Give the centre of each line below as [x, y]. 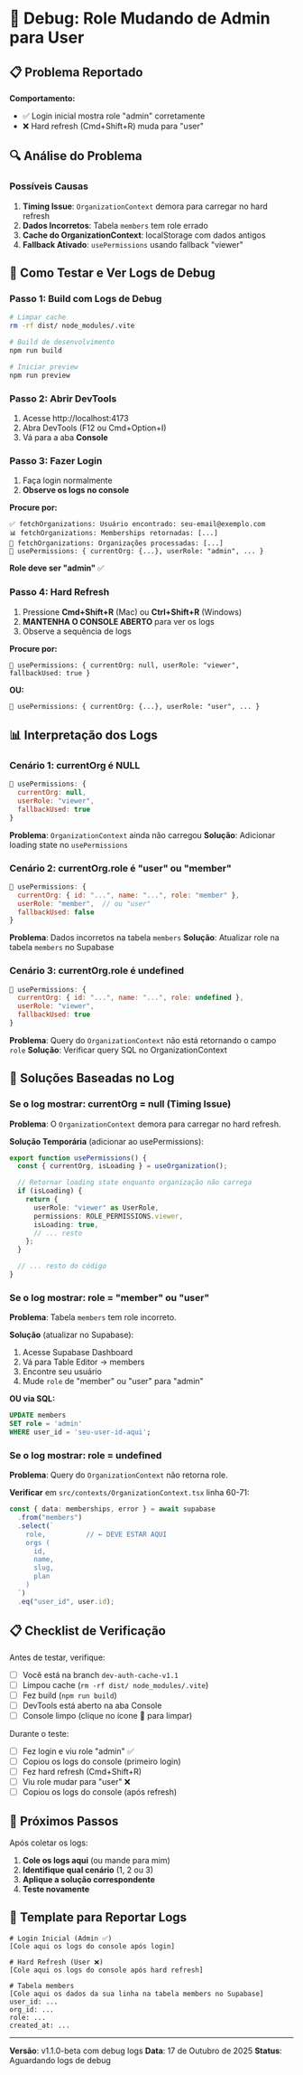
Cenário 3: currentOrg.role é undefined [97, 971]
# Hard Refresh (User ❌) [56, 1962]
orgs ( [38, 1542]
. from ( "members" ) [50, 1518]
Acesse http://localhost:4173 [75, 418]
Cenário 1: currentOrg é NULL [75, 765]
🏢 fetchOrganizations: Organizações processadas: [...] [116, 543]
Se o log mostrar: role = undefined [86, 1455]
